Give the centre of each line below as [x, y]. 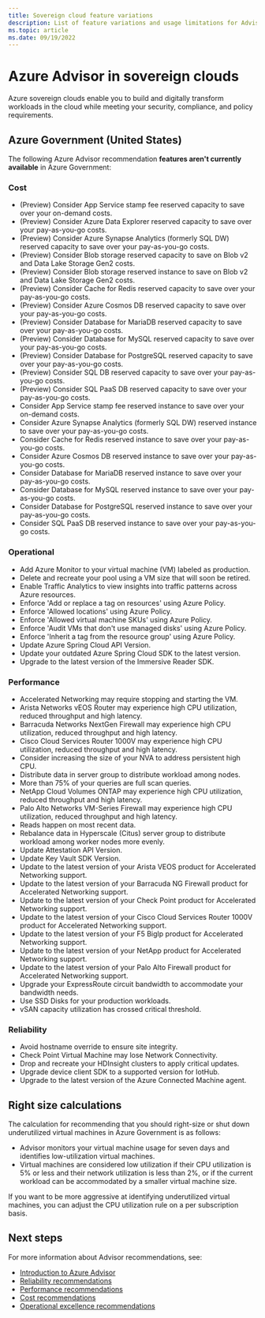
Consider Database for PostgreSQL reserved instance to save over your [136, 506]
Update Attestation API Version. [71, 849]
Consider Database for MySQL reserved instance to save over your [129, 490]
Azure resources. [48, 594]
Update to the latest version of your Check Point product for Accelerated [138, 900]
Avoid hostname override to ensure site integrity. [99, 1047]
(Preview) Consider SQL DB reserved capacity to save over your [124, 372]
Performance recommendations [71, 1289]
